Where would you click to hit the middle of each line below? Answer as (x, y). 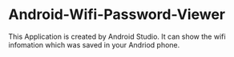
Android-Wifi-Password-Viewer (117, 15)
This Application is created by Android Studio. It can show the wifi (117, 36)
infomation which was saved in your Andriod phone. (94, 44)
